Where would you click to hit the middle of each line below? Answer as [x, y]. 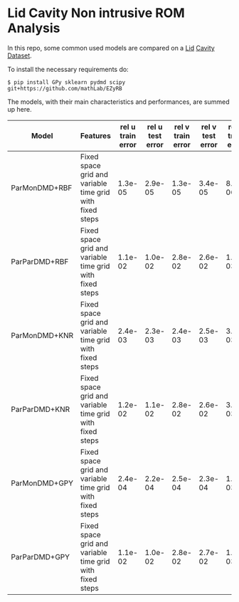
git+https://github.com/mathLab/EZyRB [65, 88]
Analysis [34, 28]
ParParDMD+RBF [40, 261]
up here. [20, 109]
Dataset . [20, 56]
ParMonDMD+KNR [42, 335]
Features [96, 135]
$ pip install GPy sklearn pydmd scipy [67, 82]
